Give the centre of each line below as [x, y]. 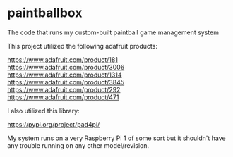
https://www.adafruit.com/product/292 [64, 89]
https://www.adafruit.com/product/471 [63, 97]
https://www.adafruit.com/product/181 [63, 59]
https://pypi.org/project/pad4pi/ [54, 124]
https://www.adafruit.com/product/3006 [66, 67]
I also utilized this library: [43, 111]
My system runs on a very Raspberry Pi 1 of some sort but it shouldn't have [116, 138]
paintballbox [45, 13]
